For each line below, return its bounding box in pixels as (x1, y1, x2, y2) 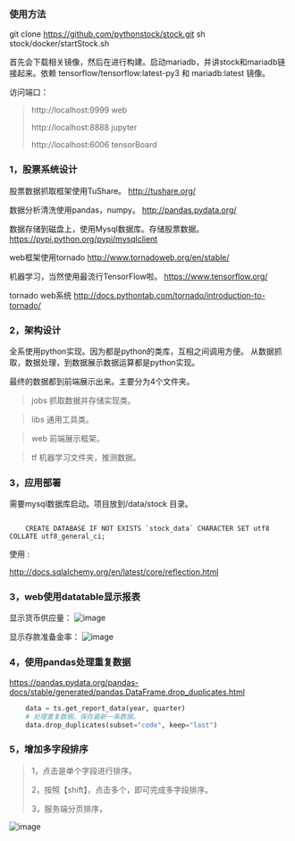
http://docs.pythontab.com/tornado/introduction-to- (73, 290, 265, 300)
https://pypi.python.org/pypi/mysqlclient (9, 233, 158, 244)
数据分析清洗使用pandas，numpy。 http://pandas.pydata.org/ (9, 204, 237, 215)
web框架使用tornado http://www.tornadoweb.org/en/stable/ (9, 252, 230, 263)
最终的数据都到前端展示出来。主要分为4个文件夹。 (9, 375, 195, 386)
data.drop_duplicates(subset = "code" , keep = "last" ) (25, 720, 218, 729)
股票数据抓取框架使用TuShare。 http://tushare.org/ (9, 185, 197, 196)
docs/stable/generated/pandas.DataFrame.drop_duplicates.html (9, 686, 246, 697)
